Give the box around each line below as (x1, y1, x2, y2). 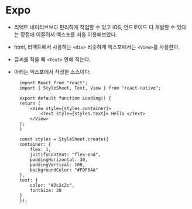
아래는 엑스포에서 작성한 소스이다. (13, 68, 91, 75)
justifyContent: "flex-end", (29, 152, 101, 157)
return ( (19, 100, 41, 106)
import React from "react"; (19, 80, 88, 85)
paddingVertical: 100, (29, 162, 85, 167)
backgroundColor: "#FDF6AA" (29, 167, 98, 173)
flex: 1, (29, 146, 52, 152)
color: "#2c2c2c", (29, 182, 75, 188)
